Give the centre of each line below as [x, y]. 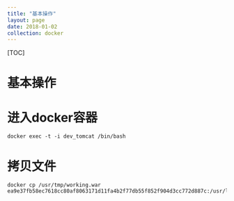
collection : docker [36, 33]
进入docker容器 [52, 117]
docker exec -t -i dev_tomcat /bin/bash [67, 136]
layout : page [26, 20]
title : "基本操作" [32, 14]
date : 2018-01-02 [32, 26]
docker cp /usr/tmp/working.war [54, 185]
